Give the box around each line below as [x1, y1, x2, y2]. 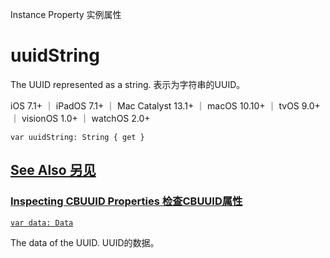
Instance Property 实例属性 [10, 9, 122, 20]
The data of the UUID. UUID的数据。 [10, 236, 160, 248]
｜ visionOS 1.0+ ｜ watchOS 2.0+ [10, 112, 151, 124]
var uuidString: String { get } [10, 132, 145, 142]
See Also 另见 [10, 162, 97, 179]
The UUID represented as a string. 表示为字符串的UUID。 [10, 78, 246, 90]
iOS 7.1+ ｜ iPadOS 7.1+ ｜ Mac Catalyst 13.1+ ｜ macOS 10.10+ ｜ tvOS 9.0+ [10, 99, 321, 112]
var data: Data [10, 218, 74, 228]
